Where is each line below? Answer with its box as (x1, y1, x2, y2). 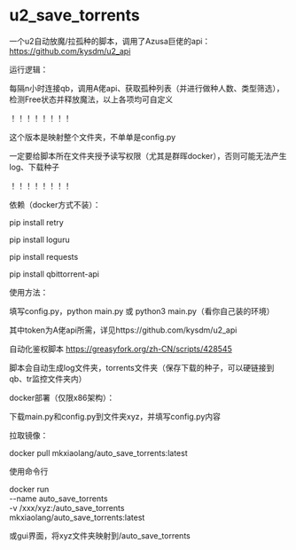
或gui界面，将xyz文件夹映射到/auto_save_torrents (9, 530, 191, 541)
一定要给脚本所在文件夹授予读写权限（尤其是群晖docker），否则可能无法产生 (9, 150, 287, 161)
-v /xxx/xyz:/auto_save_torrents (9, 502, 125, 513)
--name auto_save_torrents (9, 493, 108, 504)
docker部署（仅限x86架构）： (9, 392, 115, 403)
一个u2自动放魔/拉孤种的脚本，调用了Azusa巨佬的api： (9, 35, 211, 46)
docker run (9, 483, 50, 494)
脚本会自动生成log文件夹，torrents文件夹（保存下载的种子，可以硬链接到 (9, 362, 275, 373)
